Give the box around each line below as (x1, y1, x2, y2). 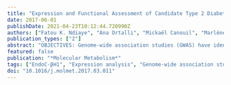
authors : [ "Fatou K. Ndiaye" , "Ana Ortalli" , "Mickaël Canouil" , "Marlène (7, 29, 226, 36)
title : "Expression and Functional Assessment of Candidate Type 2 (7, 10, 205, 17)
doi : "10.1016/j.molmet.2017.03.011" (7, 67, 115, 74)
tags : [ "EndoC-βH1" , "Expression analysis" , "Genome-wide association (7, 61, 214, 68)
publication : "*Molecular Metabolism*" (7, 55, 122, 62)
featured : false (7, 49, 54, 56)
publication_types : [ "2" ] (7, 36, 81, 42)
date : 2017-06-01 (7, 16, 57, 23)
